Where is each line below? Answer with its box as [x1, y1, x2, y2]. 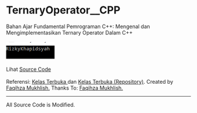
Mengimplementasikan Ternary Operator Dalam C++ [6, 29, 133, 36]
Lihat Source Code [6, 66, 52, 73]
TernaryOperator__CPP [6, 4, 121, 17]
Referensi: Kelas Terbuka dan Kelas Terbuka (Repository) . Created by [6, 78, 174, 85]
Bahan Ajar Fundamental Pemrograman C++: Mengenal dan [6, 23, 151, 30]
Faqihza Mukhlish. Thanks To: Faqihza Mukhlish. [6, 84, 123, 91]
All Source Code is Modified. [6, 101, 75, 108]
